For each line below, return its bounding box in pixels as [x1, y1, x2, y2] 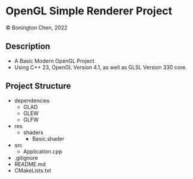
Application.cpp [23, 148, 62, 155]
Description [5, 41, 50, 51]
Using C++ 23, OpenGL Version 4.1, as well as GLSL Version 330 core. [14, 63, 188, 71]
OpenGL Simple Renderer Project [5, 4, 173, 18]
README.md [14, 160, 46, 168]
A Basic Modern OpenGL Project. [14, 57, 96, 64]
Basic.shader [32, 135, 65, 142]
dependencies [14, 97, 50, 104]
